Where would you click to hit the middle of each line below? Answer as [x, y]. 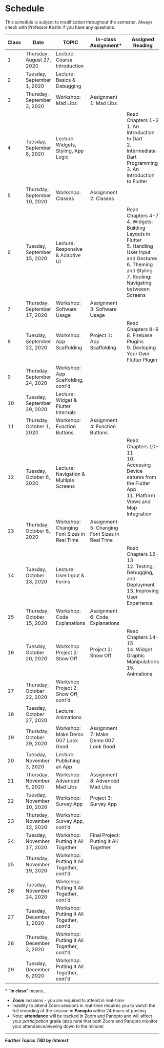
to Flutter [137, 181]
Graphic [136, 655]
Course [64, 60]
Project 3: [101, 798]
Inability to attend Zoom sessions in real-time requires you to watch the [84, 1005]
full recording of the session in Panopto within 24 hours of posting [79, 1010]
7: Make [99, 734]
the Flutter [138, 483]
